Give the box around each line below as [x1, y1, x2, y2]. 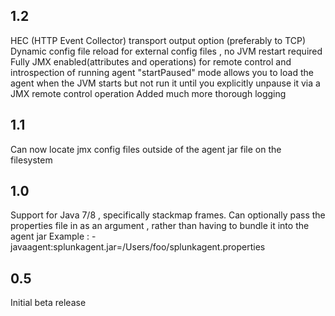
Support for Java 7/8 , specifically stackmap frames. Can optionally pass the [10, 209, 326, 221]
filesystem [10, 154, 53, 166]
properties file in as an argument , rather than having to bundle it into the [10, 220, 310, 232]
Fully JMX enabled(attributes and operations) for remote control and [10, 55, 292, 68]
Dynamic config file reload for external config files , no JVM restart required [10, 45, 323, 57]
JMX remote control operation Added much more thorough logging [10, 87, 287, 99]
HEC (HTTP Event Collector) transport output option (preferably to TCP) [10, 34, 307, 46]
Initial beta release [10, 297, 87, 309]
